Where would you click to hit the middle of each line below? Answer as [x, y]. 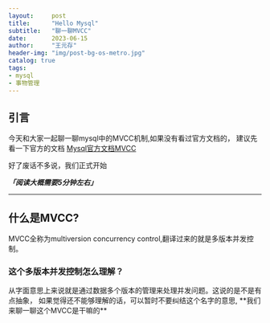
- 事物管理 [24, 83]
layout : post [37, 16]
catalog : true [32, 61]
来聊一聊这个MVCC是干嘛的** [58, 311]
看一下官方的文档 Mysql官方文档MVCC [72, 149]
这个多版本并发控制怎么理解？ [66, 272]
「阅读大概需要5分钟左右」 [53, 182]
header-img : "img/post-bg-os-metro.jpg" [77, 53]
